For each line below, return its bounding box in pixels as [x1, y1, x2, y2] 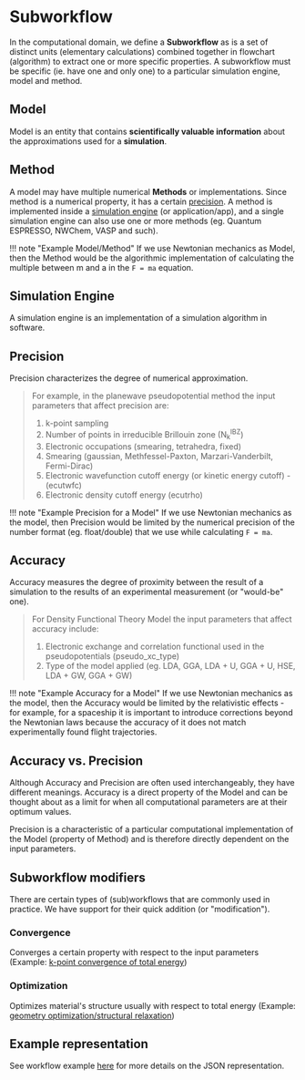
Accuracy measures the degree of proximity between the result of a [9, 577, 264, 588]
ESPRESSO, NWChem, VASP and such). [9, 225, 158, 236]
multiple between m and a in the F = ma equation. [9, 262, 194, 273]
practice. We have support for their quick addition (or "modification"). [9, 904, 270, 915]
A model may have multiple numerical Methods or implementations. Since [9, 186, 287, 197]
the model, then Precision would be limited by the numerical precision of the [9, 517, 296, 528]
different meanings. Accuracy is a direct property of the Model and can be [9, 787, 289, 798]
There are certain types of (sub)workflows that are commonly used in [9, 894, 270, 905]
